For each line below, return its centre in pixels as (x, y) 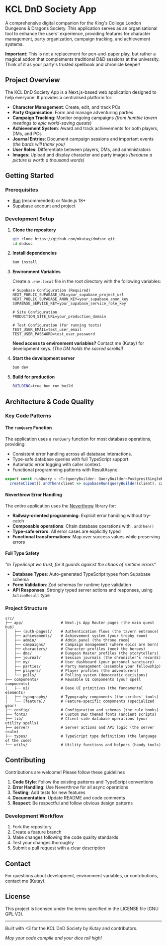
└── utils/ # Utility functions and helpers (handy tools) (83, 745)
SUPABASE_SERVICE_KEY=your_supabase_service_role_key (69, 304)
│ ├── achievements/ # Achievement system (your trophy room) (77, 636)
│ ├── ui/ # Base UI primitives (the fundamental (74, 688)
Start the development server (43, 358)
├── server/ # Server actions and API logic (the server (80, 728)
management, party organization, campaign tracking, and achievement (78, 39)
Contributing (25, 760)
